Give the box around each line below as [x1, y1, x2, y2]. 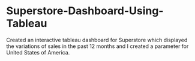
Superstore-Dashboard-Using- [6, 4, 164, 18]
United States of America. [6, 49, 70, 56]
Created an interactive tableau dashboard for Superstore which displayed [6, 36, 188, 43]
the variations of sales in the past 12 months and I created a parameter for [6, 43, 189, 50]
